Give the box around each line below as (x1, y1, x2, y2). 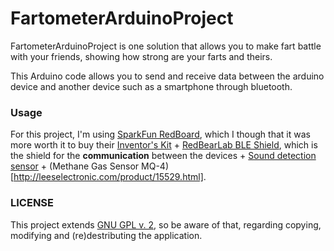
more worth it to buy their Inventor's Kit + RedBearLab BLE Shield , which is (10, 139, 318, 151)
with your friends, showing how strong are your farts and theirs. (10, 50, 273, 62)
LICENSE (10, 196, 55, 210)
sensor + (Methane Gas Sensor (10, 160, 140, 172)
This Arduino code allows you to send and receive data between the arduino (10, 70, 325, 82)
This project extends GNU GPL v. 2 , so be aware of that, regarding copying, (10, 218, 322, 231)
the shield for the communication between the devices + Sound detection (10, 150, 317, 162)
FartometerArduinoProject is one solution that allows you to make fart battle (10, 40, 322, 52)
